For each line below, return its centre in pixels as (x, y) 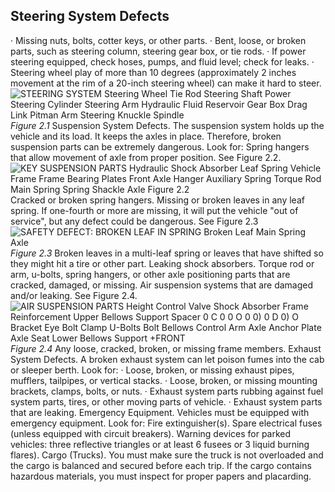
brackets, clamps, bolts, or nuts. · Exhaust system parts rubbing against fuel (167, 391)
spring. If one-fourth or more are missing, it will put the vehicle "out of (154, 210)
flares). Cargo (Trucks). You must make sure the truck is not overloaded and (167, 455)
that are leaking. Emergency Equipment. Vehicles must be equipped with (160, 412)
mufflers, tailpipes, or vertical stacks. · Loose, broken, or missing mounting (164, 380)
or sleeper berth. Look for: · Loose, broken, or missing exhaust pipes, (152, 370)
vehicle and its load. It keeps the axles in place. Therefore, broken (146, 136)
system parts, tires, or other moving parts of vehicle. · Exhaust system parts (166, 401)
